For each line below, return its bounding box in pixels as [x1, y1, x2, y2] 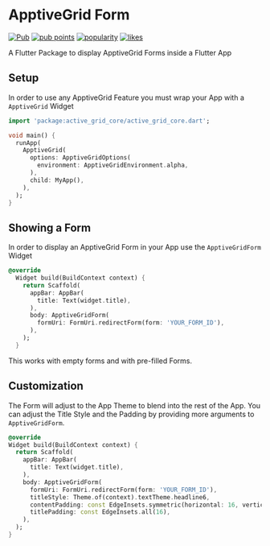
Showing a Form [8, 221, 91, 234]
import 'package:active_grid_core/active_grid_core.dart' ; [8, 117, 211, 125]
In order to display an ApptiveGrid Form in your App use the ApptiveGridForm [8, 242, 261, 252]
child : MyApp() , [29, 176, 84, 184]
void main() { [8, 131, 56, 139]
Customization [8, 379, 84, 393]
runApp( [15, 139, 42, 147]
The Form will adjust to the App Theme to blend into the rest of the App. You [8, 400, 261, 410]
